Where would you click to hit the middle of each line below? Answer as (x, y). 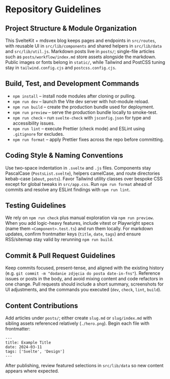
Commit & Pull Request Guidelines (60, 256)
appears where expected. (32, 371)
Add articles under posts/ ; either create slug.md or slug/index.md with (79, 318)
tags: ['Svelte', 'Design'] (35, 352)
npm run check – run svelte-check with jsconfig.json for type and (82, 117)
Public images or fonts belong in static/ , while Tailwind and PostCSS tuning (85, 62)
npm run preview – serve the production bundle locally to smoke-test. (85, 112)
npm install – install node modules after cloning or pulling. (74, 96)
